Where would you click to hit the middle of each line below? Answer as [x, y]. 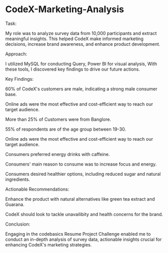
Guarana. [15, 204]
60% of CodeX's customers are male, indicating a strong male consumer [81, 89]
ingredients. [18, 179]
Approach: [16, 54]
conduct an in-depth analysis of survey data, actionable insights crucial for [83, 239]
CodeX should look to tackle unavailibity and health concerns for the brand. [84, 214]
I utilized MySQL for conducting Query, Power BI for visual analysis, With [81, 64]
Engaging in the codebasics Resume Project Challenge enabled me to [78, 234]
